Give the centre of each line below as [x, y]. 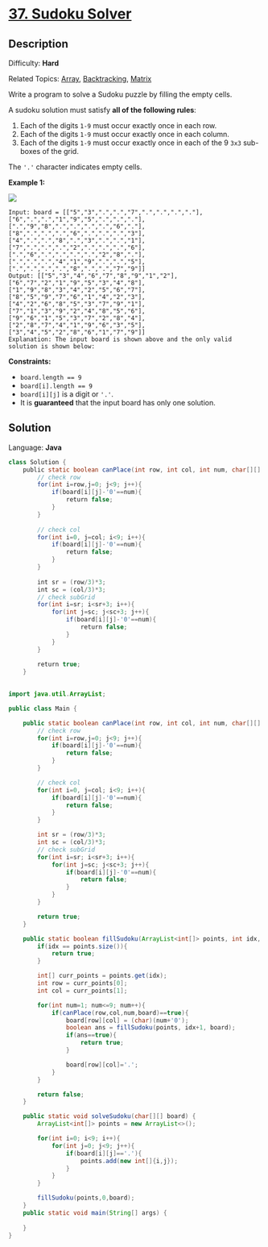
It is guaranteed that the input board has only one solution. [118, 403]
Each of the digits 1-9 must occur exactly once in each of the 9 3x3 [130, 143]
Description [38, 44]
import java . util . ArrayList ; [57, 694]
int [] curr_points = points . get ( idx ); [102, 976]
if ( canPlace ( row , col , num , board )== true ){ [120, 1012]
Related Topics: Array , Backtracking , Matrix [80, 79]
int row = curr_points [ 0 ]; [82, 983]
